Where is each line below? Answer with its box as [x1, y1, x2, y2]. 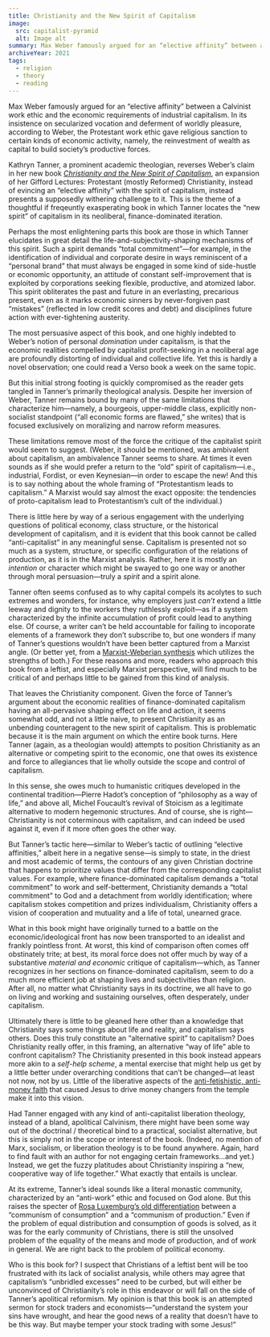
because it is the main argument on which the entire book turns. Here [8, 731, 238, 741]
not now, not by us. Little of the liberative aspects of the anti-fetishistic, [8, 1076, 243, 1086]
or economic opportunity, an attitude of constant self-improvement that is [8, 269, 252, 279]
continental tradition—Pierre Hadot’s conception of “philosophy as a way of [8, 789, 258, 799]
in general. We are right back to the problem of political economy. [8, 1244, 226, 1253]
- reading [15, 79, 48, 87]
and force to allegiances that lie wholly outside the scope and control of [8, 756, 246, 766]
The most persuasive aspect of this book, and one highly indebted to [8, 328, 236, 337]
